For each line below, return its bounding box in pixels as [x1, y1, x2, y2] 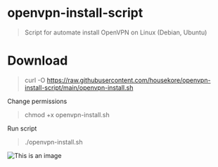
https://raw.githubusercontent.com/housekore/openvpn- [46, 76, 211, 84]
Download [7, 53, 68, 69]
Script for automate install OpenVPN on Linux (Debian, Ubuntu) [24, 28, 207, 36]
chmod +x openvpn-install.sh [24, 110, 110, 119]
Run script [7, 124, 37, 133]
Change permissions [7, 97, 68, 105]
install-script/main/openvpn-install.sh [24, 83, 134, 92]
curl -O [24, 76, 46, 84]
